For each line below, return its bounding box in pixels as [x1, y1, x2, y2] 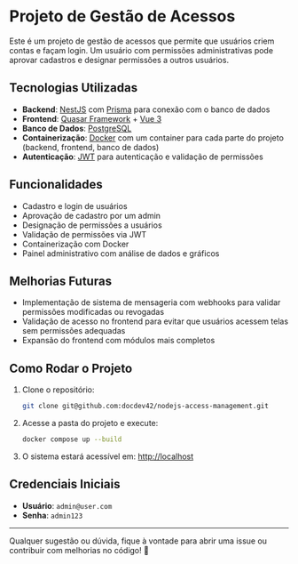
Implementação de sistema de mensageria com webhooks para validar [21, 297, 281, 308]
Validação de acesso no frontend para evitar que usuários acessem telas [21, 316, 289, 326]
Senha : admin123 [21, 510, 83, 520]
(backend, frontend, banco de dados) [21, 141, 160, 152]
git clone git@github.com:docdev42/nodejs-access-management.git [21, 402, 269, 411]
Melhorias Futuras [9, 273, 113, 288]
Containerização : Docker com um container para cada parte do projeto [21, 132, 284, 143]
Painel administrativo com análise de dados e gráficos [21, 247, 220, 259]
